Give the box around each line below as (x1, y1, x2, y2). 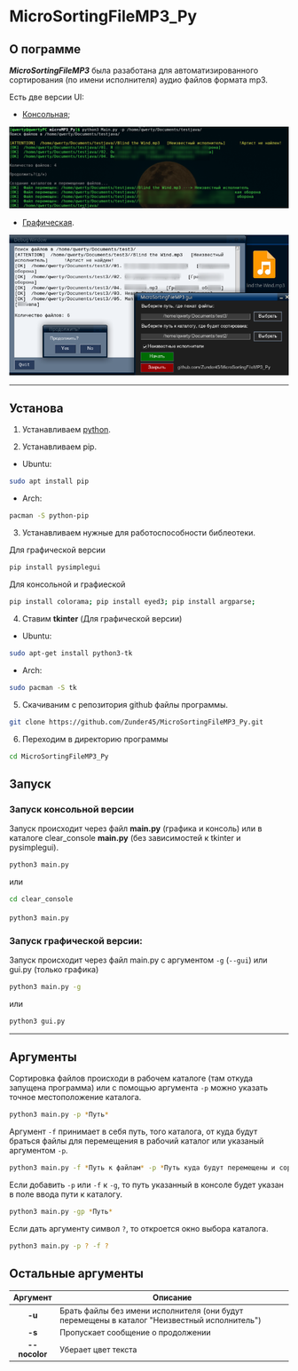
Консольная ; (21, 109, 71, 119)
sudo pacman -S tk (9, 683, 77, 692)
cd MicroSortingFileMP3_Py (9, 752, 109, 761)
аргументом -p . (9, 1145, 68, 1156)
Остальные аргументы (9, 1266, 144, 1281)
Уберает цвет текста (59, 1343, 137, 1355)
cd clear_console (9, 894, 74, 903)
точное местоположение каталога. (9, 1092, 142, 1103)
